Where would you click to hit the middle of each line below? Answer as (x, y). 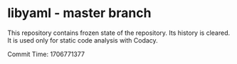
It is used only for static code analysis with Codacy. (83, 40)
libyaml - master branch (79, 13)
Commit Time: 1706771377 (46, 54)
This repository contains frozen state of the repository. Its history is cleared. (118, 33)
